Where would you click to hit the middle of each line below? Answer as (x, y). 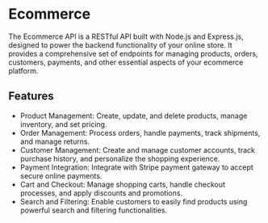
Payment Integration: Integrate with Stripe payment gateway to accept (137, 167)
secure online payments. (61, 175)
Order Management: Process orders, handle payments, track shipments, (140, 133)
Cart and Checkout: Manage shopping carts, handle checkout (123, 184)
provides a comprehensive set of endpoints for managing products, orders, (133, 53)
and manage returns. (55, 141)
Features (31, 97)
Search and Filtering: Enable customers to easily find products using (134, 201)
